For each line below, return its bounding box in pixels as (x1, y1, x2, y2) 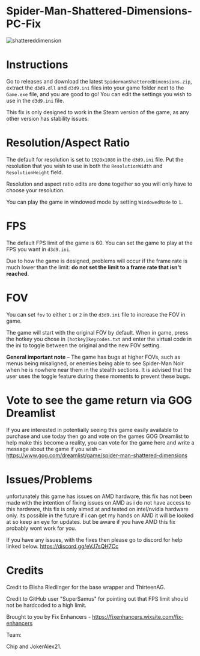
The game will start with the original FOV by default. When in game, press (6, 329, 189, 336)
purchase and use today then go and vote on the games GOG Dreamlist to (6, 433, 189, 440)
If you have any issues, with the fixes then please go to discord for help (6, 536, 183, 543)
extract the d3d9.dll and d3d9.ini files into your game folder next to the (6, 84, 184, 91)
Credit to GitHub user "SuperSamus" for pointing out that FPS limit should (6, 595, 188, 602)
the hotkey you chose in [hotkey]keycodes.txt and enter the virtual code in (6, 335, 192, 342)
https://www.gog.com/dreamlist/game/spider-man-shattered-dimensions (6, 452, 188, 459)
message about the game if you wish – (6, 445, 102, 452)
